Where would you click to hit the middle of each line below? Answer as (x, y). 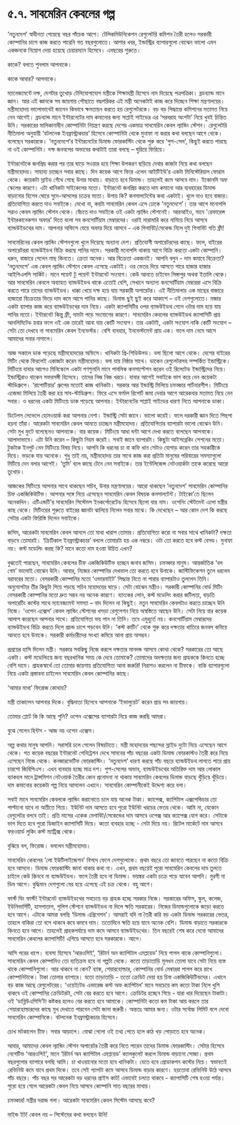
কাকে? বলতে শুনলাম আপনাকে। (40, 64)
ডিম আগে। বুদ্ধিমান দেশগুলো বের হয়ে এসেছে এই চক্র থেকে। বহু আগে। (81, 884)
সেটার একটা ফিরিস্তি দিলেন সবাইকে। (44, 518)
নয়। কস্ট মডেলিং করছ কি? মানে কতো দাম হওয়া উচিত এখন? (70, 548)
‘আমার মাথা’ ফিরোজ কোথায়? (37, 687)
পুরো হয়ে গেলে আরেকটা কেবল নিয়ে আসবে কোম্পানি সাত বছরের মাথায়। (80, 1086)
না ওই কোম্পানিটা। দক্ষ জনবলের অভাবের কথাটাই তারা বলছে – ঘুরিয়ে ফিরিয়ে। (87, 149)
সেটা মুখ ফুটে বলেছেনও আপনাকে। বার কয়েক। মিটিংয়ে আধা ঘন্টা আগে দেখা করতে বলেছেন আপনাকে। (111, 431)
